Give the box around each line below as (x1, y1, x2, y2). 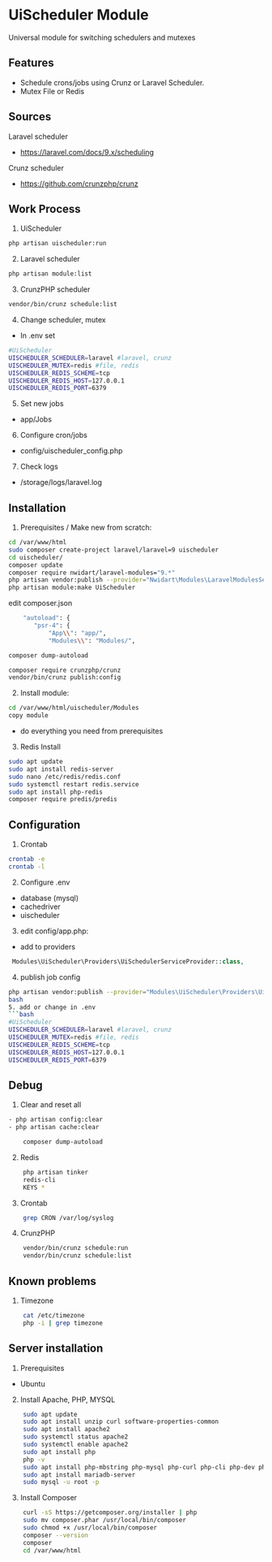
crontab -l (8, 863, 45, 871)
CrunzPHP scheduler (19, 284, 91, 294)
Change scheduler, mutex (19, 315, 107, 324)
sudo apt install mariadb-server (23, 1470, 136, 1479)
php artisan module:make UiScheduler (8, 583, 136, 592)
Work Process (8, 201, 81, 216)
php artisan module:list (8, 270, 92, 278)
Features (8, 56, 54, 70)
